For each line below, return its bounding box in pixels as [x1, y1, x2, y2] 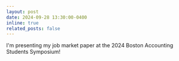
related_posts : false [6, 25, 61, 32]
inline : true [6, 20, 39, 26]
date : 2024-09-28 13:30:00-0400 [6, 14, 87, 20]
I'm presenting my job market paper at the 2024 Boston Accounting [6, 42, 174, 49]
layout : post [6, 8, 39, 15]
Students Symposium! [6, 48, 61, 56]
